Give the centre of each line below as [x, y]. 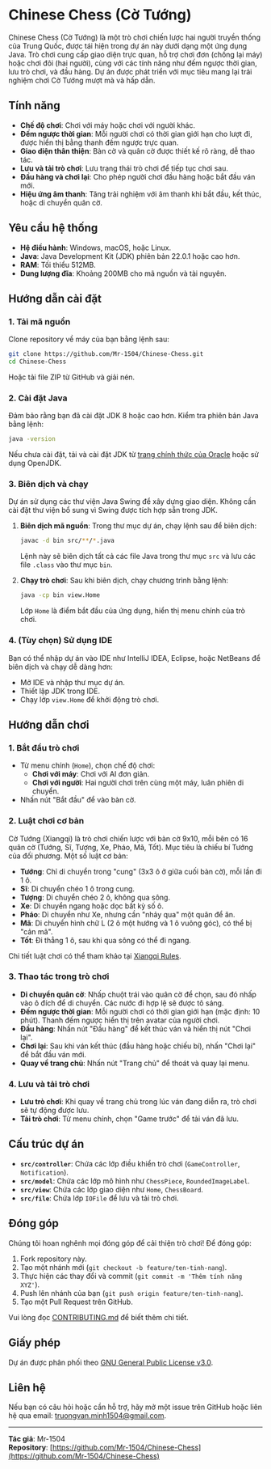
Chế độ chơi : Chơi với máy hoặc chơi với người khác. [108, 125]
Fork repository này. [53, 1259]
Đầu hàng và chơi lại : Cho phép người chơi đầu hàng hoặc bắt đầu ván [138, 176]
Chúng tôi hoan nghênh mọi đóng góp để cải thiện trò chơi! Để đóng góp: [130, 1243]
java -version [32, 439]
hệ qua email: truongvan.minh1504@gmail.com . [88, 1416]
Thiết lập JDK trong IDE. [60, 691]
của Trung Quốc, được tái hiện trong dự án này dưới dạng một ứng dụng [128, 45]
